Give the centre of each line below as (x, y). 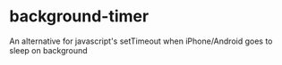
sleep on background (48, 50)
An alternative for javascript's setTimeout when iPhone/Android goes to (141, 41)
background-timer (79, 16)
